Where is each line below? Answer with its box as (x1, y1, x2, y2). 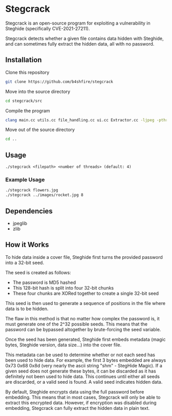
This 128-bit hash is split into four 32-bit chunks (12, 284, 114, 291)
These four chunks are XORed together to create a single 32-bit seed (12, 290, 159, 296)
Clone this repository (5, 69, 50, 75)
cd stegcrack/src (5, 98, 42, 103)
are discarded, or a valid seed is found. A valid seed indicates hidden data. (5, 379, 163, 385)
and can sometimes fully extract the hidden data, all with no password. (5, 40, 155, 47)
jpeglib (12, 220, 27, 226)
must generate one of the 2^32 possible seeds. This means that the (5, 321, 147, 327)
